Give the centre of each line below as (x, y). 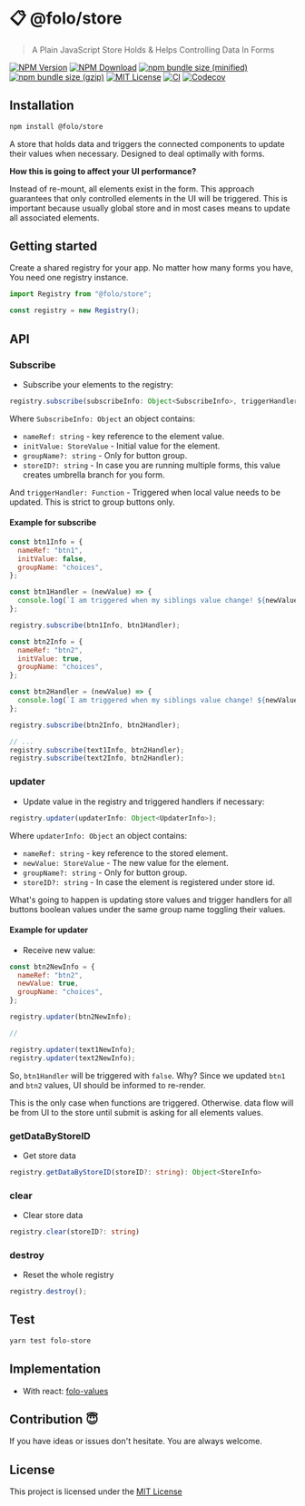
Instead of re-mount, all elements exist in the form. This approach (132, 189)
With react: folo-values (65, 1391)
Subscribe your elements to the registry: (98, 384)
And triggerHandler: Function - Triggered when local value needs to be (145, 492)
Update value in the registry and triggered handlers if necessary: (143, 802)
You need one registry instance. (69, 278)
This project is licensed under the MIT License (96, 1491)
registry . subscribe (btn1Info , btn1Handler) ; (95, 625)
